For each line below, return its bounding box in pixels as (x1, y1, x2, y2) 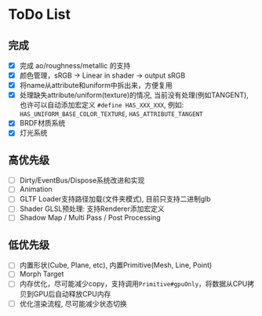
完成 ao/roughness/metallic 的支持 (19, 61, 131, 70)
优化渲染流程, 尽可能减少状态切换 (19, 299, 127, 308)
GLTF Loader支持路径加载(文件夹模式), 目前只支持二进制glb (19, 194, 212, 204)
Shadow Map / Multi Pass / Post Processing (19, 213, 161, 223)
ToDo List (8, 5, 71, 24)
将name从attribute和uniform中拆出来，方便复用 (19, 81, 173, 90)
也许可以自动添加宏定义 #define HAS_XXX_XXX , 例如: (19, 100, 184, 110)
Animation (19, 184, 53, 194)
